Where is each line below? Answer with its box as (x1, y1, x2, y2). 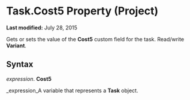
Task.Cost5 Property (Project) (6, 4, 159, 18)
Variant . (6, 42, 27, 49)
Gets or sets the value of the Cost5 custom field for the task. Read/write (6, 35, 185, 43)
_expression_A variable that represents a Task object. (6, 87, 138, 94)
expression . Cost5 (6, 75, 52, 82)
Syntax (6, 59, 34, 69)
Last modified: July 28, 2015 (6, 24, 78, 31)
